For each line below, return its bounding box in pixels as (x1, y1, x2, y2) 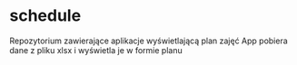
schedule (9, 5, 82, 26)
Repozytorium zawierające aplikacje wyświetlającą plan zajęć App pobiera (9, 35, 288, 46)
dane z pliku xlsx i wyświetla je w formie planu (9, 44, 183, 55)
